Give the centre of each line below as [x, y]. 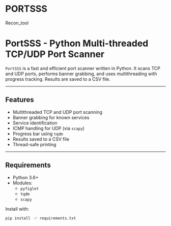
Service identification [35, 123]
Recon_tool [17, 23]
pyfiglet [30, 188]
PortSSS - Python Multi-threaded [77, 43]
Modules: [22, 183]
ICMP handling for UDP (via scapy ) [49, 128]
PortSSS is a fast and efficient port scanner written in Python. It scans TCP [83, 68]
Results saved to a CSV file [41, 139]
